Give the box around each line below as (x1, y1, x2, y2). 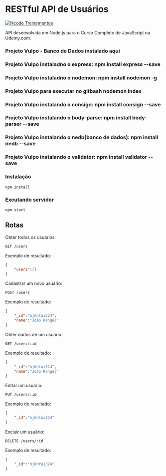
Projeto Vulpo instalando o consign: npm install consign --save (5, 101, 161, 108)
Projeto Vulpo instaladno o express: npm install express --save (5, 61, 161, 68)
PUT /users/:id (5, 392, 37, 397)
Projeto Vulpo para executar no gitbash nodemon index (5, 87, 142, 94)
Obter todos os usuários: (5, 234, 56, 240)
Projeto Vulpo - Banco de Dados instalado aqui (5, 47, 120, 54)
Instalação (5, 173, 31, 180)
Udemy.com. (5, 35, 31, 41)
